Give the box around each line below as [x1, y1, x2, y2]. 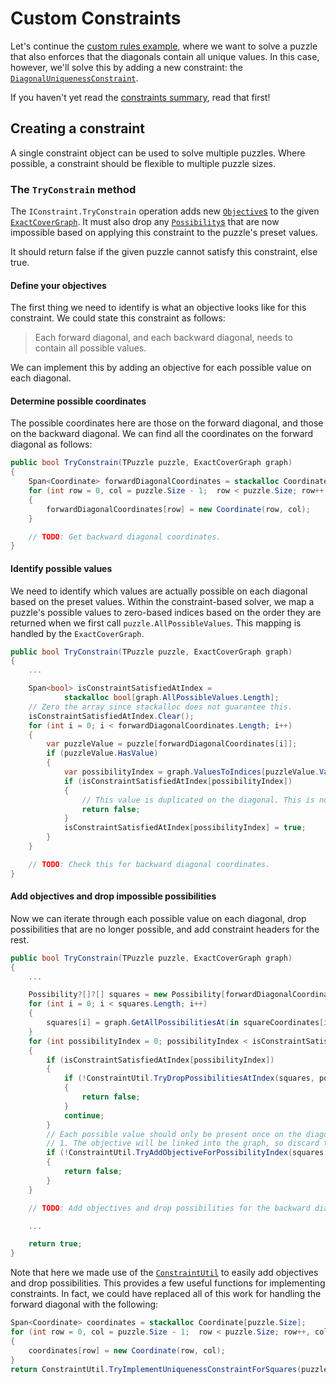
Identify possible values [10, 562, 113, 574]
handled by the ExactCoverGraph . [10, 627, 145, 639]
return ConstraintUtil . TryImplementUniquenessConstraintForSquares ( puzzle [10, 1364, 329, 1374]
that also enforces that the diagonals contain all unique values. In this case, [10, 50, 320, 62]
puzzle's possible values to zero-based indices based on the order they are [10, 606, 322, 618]
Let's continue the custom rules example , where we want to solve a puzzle [10, 40, 318, 52]
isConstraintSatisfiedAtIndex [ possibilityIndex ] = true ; [63, 823, 307, 833]
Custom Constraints [10, 7, 182, 30]
